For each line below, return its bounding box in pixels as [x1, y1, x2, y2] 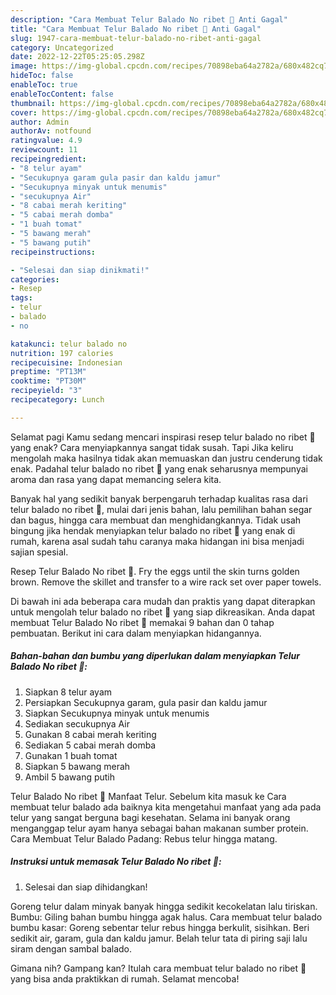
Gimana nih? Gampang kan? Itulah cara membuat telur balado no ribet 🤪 [10, 962, 307, 974]
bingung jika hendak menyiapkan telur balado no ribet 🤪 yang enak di [10, 524, 296, 536]
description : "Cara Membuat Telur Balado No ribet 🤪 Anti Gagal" [10, 14, 288, 25]
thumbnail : [10, 98, 56, 108]
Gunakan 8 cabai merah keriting [24, 728, 157, 740]
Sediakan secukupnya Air [24, 717, 130, 730]
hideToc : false [10, 71, 74, 81]
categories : [10, 274, 60, 285]
